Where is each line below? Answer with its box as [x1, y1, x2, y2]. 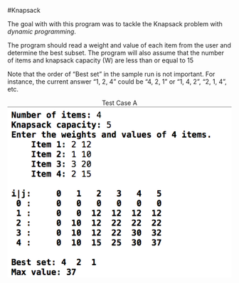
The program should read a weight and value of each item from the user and [7, 41, 231, 49]
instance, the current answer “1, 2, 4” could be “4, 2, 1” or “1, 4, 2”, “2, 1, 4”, [7, 77, 228, 86]
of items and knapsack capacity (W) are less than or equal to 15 [7, 56, 194, 65]
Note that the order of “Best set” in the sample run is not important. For [7, 70, 216, 78]
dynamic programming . [7, 28, 77, 35]
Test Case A [102, 99, 137, 107]
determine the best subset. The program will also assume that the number [7, 49, 224, 57]
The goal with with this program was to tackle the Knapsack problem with [7, 20, 223, 28]
